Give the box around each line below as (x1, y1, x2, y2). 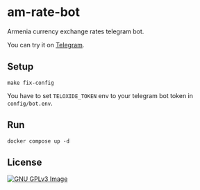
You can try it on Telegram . (7, 40, 85, 49)
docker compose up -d (7, 137, 70, 145)
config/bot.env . (7, 99, 53, 107)
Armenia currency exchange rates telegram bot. (7, 27, 144, 35)
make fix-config (7, 79, 54, 86)
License (7, 156, 42, 168)
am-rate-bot (7, 4, 81, 20)
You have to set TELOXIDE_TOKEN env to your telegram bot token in (7, 91, 193, 100)
